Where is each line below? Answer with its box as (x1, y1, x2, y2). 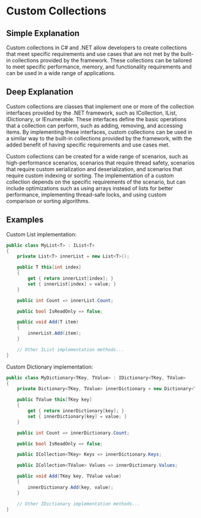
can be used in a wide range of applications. (6, 70, 115, 76)
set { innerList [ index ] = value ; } (28, 281, 117, 287)
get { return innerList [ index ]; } (28, 276, 114, 282)
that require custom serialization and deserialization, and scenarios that (6, 165, 182, 172)
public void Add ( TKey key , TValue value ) (17, 473, 121, 480)
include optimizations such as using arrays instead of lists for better (6, 184, 173, 191)
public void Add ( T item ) (17, 319, 79, 325)
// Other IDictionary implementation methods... (17, 501, 141, 507)
